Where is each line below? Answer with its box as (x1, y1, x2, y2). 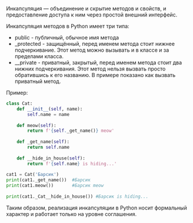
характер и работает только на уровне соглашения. (6, 210, 137, 217)
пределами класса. (14, 53, 64, 59)
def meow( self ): (16, 122, 57, 128)
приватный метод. (14, 78, 61, 85)
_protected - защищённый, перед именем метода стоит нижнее (14, 41, 175, 47)
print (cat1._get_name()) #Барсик (6, 177, 91, 183)
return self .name (27, 144, 69, 150)
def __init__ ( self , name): (16, 106, 83, 112)
